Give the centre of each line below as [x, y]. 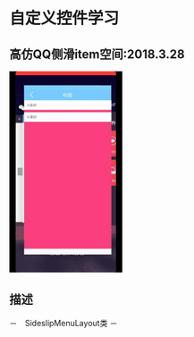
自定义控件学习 [64, 18]
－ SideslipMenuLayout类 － [63, 323]
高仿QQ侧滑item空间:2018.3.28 [97, 54]
